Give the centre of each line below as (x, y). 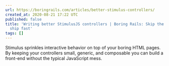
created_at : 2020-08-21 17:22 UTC (42, 15)
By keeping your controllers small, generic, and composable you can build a (84, 53)
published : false (24, 19)
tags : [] (14, 33)
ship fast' (21, 29)
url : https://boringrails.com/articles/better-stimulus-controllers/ (80, 10)
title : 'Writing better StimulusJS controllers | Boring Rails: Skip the (85, 24)
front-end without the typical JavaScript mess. (54, 58)
